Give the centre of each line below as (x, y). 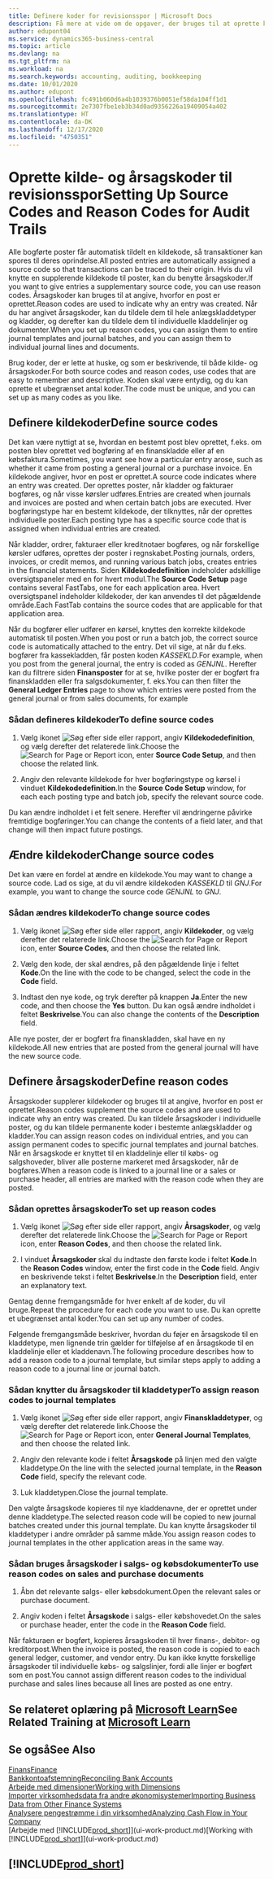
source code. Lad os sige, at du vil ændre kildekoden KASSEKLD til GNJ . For (135, 883)
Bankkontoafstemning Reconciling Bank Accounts (91, 1778)
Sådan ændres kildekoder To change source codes (109, 913)
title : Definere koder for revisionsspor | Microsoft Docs (110, 16)
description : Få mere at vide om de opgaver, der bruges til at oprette (134, 24)
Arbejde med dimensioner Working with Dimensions (94, 1786)
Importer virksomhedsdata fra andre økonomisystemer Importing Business (132, 1795)
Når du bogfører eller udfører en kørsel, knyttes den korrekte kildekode (127, 629)
